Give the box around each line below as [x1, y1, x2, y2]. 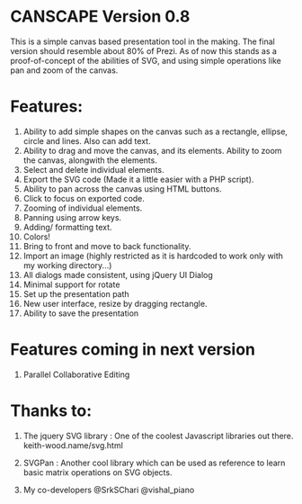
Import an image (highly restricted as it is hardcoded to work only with [22, 250, 284, 261]
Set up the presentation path [22, 288, 129, 299]
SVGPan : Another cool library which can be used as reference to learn [22, 457, 286, 468]
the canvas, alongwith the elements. [22, 155, 158, 166]
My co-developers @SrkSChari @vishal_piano [22, 484, 195, 495]
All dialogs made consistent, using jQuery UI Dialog [22, 269, 214, 280]
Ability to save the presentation [22, 308, 139, 319]
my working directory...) [22, 259, 112, 271]
